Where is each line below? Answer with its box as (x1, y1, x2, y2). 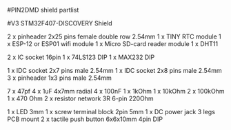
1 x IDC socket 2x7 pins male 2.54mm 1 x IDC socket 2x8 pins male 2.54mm (7, 67, 222, 74)
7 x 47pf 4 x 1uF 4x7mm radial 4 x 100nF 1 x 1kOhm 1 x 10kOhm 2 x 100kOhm (7, 87, 225, 95)
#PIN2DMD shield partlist (7, 6, 79, 14)
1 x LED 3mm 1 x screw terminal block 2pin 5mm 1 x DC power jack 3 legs (7, 108, 216, 116)
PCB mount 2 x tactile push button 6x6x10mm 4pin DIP (7, 115, 163, 123)
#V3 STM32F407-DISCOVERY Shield (7, 19, 112, 27)
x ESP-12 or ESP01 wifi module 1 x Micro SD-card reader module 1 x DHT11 (7, 40, 219, 47)
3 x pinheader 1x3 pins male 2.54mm (7, 74, 112, 82)
